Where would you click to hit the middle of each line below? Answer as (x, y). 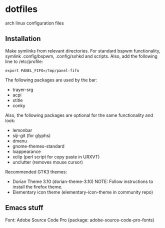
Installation (23, 39)
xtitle (17, 100)
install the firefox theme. (37, 186)
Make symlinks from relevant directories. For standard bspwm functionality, (83, 50)
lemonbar (22, 130)
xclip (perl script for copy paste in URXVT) (56, 156)
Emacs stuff (24, 208)
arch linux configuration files (34, 23)
